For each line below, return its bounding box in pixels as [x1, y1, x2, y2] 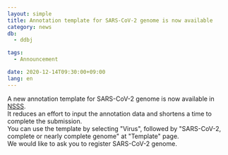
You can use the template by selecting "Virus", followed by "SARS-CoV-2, [7, 124, 222, 132]
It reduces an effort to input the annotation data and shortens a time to [7, 109, 212, 118]
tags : [7, 49, 23, 56]
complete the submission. [7, 117, 83, 125]
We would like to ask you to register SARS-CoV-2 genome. [7, 139, 178, 148]
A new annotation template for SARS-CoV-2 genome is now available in [7, 94, 215, 103]
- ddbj [13, 37, 33, 44]
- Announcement [13, 56, 59, 63]
